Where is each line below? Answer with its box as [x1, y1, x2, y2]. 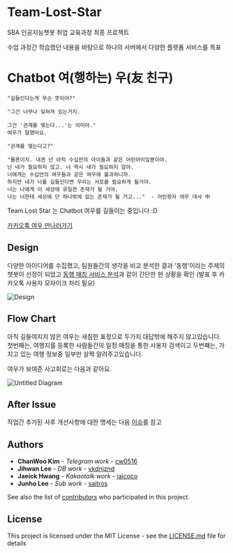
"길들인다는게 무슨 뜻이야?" [7, 95, 76, 102]
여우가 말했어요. [7, 129, 47, 136]
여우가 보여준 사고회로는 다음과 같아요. [7, 364, 112, 373]
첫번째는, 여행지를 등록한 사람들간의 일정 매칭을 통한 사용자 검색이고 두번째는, [7, 341, 218, 349]
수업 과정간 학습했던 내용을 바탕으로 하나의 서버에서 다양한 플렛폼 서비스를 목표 [7, 43, 222, 51]
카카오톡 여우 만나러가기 [7, 221, 73, 229]
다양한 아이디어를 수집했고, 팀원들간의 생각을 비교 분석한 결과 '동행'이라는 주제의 [7, 261, 225, 269]
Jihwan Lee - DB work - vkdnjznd [17, 464, 115, 473]
